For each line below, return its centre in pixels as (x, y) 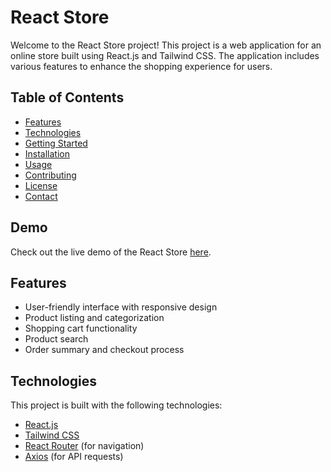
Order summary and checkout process (104, 350)
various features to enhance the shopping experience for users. (141, 66)
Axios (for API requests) (74, 457)
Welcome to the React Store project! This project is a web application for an (166, 45)
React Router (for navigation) (84, 446)
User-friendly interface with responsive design (121, 307)
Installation (47, 153)
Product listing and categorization (94, 318)
